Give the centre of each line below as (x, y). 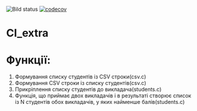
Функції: (28, 60)
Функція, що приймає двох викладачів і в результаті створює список (103, 96)
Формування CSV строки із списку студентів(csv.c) (80, 83)
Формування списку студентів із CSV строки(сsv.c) (80, 77)
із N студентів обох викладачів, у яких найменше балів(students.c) (100, 102)
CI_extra (27, 33)
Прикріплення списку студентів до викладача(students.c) (88, 90)
